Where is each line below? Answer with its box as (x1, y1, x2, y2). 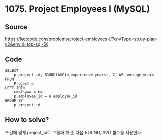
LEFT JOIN (5, 85, 25, 90)
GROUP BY (5, 98, 23, 103)
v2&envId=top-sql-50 (5, 41, 49, 47)
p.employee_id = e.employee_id (14, 94, 78, 99)
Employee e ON (14, 90, 43, 94)
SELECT (5, 68, 19, 73)
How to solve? (5, 116, 49, 124)
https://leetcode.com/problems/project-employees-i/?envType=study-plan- (5, 36, 158, 42)
